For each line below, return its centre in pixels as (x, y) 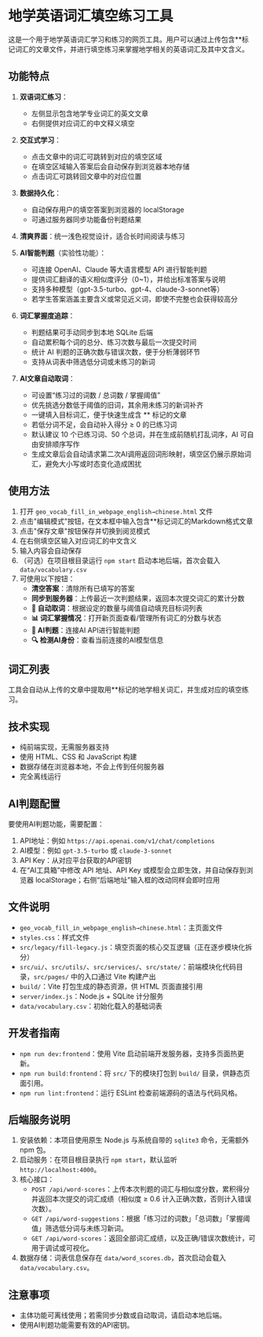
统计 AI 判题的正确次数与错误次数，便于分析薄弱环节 (115, 352)
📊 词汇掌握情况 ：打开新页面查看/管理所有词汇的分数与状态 (126, 618)
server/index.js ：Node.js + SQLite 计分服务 (91, 996)
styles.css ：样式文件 (55, 937)
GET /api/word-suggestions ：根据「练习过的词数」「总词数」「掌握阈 (141, 1218)
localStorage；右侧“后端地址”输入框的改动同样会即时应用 (127, 880)
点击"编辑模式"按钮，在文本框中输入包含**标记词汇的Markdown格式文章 (136, 521)
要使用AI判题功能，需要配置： (56, 824)
